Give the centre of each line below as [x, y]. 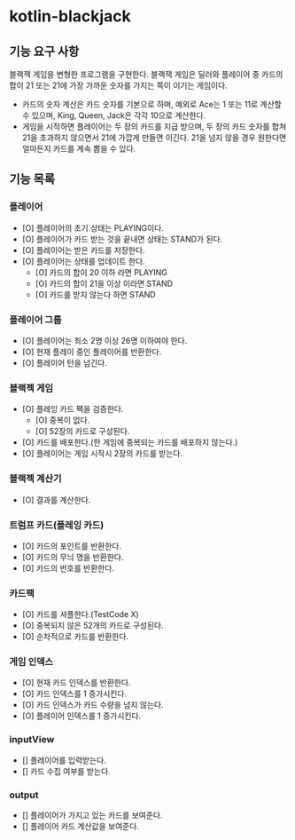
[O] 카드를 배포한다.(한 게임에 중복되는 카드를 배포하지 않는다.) [130, 442]
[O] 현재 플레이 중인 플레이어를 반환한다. [92, 352]
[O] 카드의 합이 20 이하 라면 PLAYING [101, 272]
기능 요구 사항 [44, 51]
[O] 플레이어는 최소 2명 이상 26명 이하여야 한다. [105, 340]
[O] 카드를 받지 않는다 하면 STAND [96, 294]
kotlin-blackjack [70, 16]
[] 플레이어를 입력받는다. [64, 760]
